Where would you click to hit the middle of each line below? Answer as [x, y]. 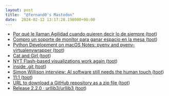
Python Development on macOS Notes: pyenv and [66, 45]
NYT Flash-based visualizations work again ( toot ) [65, 61]
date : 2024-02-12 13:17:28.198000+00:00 [50, 19]
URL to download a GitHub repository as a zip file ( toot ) [71, 83]
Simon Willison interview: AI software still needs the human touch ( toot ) [88, 72]
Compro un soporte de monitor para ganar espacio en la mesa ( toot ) [85, 39]
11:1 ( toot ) [23, 78]
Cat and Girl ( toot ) [32, 56]
